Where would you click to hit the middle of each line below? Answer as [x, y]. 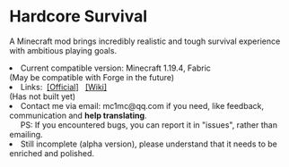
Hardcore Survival [79, 17]
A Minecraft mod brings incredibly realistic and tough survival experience [145, 41]
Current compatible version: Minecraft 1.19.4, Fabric [116, 68]
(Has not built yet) [43, 96]
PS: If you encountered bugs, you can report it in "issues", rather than [149, 125]
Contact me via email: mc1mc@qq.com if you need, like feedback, [143, 105]
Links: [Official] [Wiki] [64, 87]
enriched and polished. [52, 153]
